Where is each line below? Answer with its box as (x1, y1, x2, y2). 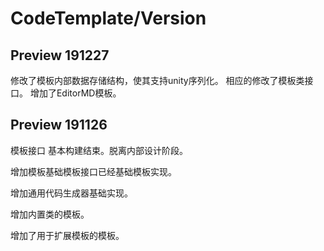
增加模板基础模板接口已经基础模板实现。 (10, 165, 177, 177)
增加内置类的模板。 (10, 208, 90, 220)
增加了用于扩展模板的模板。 (10, 229, 125, 241)
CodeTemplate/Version (10, 7, 207, 30)
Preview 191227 (10, 47, 110, 64)
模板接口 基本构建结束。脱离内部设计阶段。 (10, 144, 188, 156)
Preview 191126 (10, 117, 108, 134)
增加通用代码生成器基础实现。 (10, 187, 133, 199)
